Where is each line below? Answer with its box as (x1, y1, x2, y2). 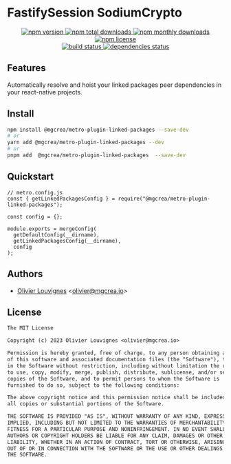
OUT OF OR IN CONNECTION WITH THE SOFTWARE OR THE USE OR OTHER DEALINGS (7, 445, 223, 452)
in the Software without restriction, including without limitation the (7, 362, 220, 370)
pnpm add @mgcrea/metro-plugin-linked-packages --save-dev (7, 152, 186, 159)
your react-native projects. (7, 88, 82, 96)
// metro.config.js (7, 189, 63, 196)
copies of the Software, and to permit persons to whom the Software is (7, 375, 220, 382)
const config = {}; (7, 213, 63, 220)
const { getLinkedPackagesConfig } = (7, 195, 115, 202)
